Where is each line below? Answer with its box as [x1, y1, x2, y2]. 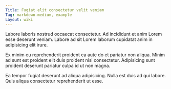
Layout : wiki [5, 17, 33, 22]
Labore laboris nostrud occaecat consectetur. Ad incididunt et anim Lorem [5, 31, 162, 37]
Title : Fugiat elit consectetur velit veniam [5, 7, 104, 13]
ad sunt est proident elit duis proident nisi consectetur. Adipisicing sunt [5, 57, 155, 63]
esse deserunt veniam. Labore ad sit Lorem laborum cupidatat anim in [5, 36, 153, 42]
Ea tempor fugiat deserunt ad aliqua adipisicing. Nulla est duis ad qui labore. [5, 73, 166, 79]
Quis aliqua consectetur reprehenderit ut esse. [5, 78, 103, 84]
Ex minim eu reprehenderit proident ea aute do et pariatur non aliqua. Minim [5, 52, 165, 58]
